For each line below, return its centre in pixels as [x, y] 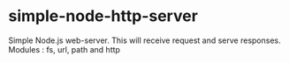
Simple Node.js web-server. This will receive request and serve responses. [145, 40]
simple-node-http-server [103, 16]
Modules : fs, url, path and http [65, 49]
